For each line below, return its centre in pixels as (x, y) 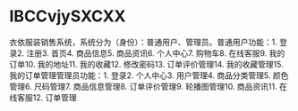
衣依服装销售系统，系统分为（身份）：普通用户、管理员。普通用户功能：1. (143, 42)
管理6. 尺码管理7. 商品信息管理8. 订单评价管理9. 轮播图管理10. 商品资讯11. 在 (149, 86)
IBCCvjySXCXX (68, 16)
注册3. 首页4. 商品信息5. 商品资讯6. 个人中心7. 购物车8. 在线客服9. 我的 (156, 53)
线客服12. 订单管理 (43, 97)
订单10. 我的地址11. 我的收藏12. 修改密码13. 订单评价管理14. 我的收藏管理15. (146, 64)
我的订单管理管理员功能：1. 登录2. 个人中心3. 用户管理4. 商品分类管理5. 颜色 (149, 75)
